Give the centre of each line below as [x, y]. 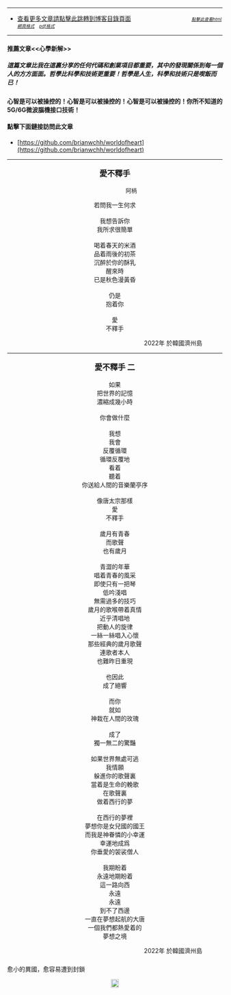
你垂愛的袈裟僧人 [115, 852]
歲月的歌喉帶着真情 [115, 609]
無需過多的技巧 [115, 601]
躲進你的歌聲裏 [115, 776]
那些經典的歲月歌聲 [115, 644]
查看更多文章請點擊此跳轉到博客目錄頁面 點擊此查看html [119, 19]
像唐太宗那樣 [115, 501]
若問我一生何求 [115, 205]
